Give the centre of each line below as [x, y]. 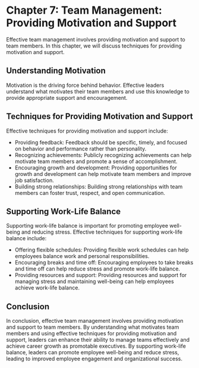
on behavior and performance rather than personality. [80, 149]
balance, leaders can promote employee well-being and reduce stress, [93, 353]
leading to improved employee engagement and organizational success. [94, 359]
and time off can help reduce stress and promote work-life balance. [97, 269]
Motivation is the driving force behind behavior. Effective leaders [85, 85]
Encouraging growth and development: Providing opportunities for [96, 168]
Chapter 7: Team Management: [84, 10]
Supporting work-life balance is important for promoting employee [87, 226]
